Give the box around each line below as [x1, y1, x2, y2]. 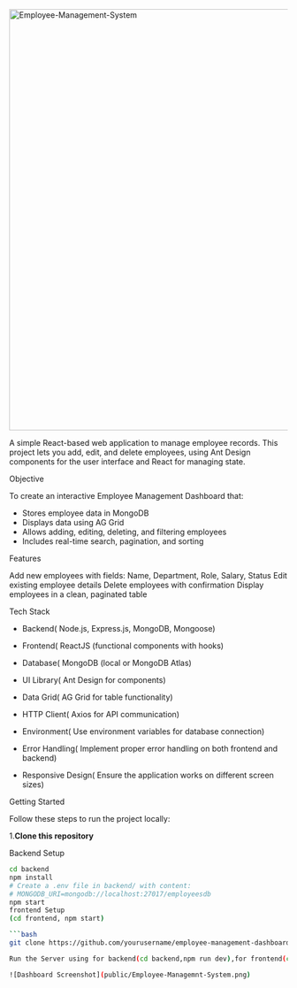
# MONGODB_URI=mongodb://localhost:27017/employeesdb [9, 889, 212, 899]
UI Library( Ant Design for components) [21, 675, 166, 685]
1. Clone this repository [9, 831, 95, 841]
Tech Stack [9, 606, 50, 617]
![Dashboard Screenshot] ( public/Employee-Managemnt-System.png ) [9, 970, 251, 979]
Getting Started [9, 796, 65, 807]
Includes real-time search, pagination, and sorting [21, 536, 204, 547]
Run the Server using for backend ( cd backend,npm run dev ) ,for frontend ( [9, 954, 287, 963]
